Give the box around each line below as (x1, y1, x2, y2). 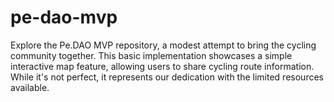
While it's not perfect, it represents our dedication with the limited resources (10, 71, 324, 83)
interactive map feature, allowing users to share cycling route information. (10, 60, 315, 72)
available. (10, 81, 50, 93)
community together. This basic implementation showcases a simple (10, 49, 293, 61)
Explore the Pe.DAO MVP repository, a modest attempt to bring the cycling (10, 39, 317, 51)
